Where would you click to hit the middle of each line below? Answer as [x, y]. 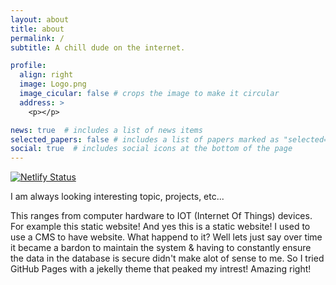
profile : [28, 66]
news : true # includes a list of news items [106, 130]
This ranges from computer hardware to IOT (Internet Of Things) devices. [161, 216]
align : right [46, 75]
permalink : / [37, 38]
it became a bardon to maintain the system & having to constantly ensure [161, 248]
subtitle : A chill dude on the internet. [98, 47]
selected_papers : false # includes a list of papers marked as [145, 139]
